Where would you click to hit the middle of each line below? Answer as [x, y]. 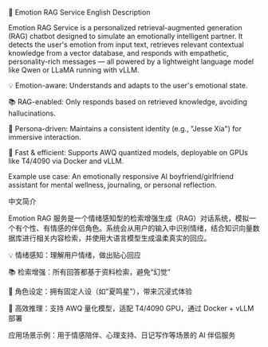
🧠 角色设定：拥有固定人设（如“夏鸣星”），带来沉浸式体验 [100, 291]
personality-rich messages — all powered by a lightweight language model [131, 61]
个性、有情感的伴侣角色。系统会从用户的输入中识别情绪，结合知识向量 [137, 228]
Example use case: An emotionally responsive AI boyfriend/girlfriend [121, 176]
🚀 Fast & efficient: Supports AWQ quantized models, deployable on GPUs [128, 152]
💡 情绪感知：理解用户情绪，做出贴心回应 [75, 255]
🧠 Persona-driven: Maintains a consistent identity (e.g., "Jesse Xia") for [125, 129]
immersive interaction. [45, 137]
